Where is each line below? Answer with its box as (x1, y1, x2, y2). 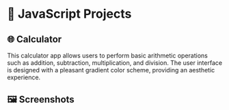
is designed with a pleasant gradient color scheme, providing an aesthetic (7, 66, 215, 74)
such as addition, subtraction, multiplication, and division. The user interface (7, 59, 223, 67)
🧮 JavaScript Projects (7, 6, 132, 22)
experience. (7, 73, 41, 81)
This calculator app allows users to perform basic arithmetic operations (7, 51, 208, 59)
